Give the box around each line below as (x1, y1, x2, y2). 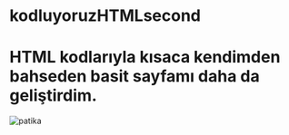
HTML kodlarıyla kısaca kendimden (9, 47, 281, 68)
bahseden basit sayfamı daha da (9, 66, 261, 87)
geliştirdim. (9, 85, 97, 106)
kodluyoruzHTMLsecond (9, 5, 202, 26)
